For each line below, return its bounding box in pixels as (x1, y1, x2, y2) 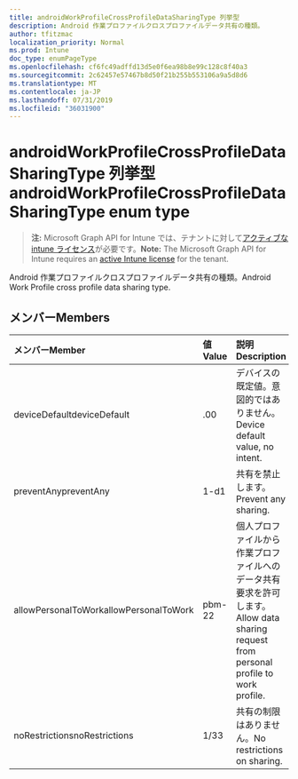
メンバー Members (9, 310, 111, 325)
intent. (236, 452, 263, 464)
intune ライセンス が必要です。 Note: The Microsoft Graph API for (30, 243, 267, 254)
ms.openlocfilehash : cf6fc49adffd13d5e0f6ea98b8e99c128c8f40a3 (9, 63, 248, 72)
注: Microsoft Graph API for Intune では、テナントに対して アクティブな (30, 233, 289, 243)
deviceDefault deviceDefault (13, 409, 130, 420)
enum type (108, 202, 191, 222)
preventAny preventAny (13, 485, 111, 497)
